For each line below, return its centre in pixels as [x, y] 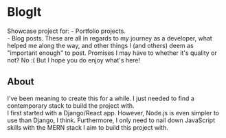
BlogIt [24, 12]
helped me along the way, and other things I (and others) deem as [100, 45]
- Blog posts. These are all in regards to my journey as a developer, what [110, 38]
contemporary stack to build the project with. [71, 105]
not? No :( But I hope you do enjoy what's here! [74, 60]
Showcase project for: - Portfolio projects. [66, 31]
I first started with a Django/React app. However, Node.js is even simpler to [113, 113]
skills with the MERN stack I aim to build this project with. [88, 127]
